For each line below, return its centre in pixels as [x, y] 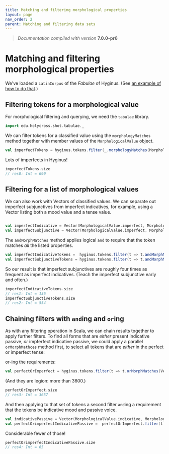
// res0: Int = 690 [26, 174]
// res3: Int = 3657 [27, 395]
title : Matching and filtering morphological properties [66, 10]
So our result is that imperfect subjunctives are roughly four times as [76, 269]
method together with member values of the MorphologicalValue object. [79, 141]
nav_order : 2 [19, 19]
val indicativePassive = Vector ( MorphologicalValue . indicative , [74, 419]
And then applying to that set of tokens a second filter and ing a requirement [83, 404]
